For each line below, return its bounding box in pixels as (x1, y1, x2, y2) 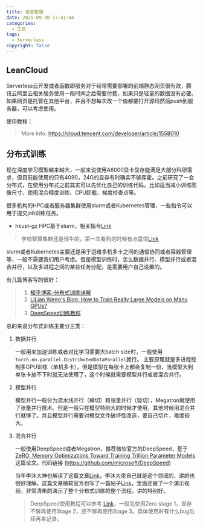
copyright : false (6, 43, 50, 49)
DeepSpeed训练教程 (30, 309, 82, 316)
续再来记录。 (30, 515, 62, 522)
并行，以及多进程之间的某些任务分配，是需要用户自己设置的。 (11, 263, 165, 270)
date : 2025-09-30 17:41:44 (6, 15, 74, 21)
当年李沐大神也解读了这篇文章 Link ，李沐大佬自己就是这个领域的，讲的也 (14, 472, 195, 479)
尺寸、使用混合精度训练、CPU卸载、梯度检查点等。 (11, 189, 140, 196)
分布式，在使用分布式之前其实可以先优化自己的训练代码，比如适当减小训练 (6, 181, 192, 189)
